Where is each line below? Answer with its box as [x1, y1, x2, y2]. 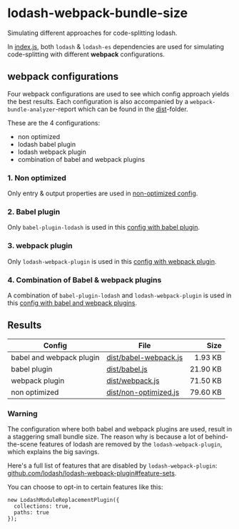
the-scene [7, 440, 38, 448]
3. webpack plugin [7, 241, 73, 251]
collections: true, [14, 503, 72, 510]
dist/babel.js [106, 364, 148, 374]
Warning [7, 409, 38, 418]
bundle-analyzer [7, 106, 56, 113]
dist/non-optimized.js [106, 387, 180, 397]
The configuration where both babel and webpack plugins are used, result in [7, 425, 233, 433]
